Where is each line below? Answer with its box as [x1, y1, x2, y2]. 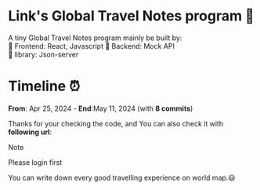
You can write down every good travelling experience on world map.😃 [8, 173, 236, 182]
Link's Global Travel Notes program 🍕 [8, 7, 255, 25]
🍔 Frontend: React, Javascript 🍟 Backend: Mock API [8, 41, 175, 50]
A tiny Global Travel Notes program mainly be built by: [8, 33, 182, 42]
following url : [8, 127, 52, 137]
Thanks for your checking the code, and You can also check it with [8, 119, 224, 128]
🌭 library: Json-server [8, 49, 79, 59]
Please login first [8, 157, 63, 167]
